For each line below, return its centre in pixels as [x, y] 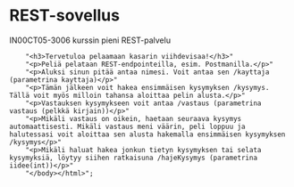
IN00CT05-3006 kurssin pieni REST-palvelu [90, 40]
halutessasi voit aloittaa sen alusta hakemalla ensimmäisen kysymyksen [147, 134]
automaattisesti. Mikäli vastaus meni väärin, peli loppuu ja [127, 126]
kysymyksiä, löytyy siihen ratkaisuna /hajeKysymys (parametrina [133, 158]
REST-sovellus [65, 16]
